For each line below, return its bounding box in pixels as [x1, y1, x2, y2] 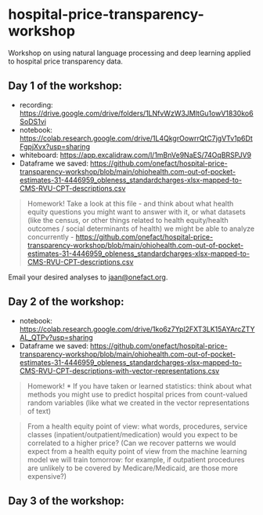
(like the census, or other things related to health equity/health [27, 215, 229, 225]
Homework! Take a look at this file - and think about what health [27, 199, 234, 208]
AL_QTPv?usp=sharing [19, 332, 94, 342]
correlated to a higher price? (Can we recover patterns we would [27, 438, 236, 447]
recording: [19, 100, 53, 109]
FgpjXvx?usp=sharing [19, 141, 90, 151]
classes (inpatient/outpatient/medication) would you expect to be [27, 429, 238, 439]
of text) [27, 406, 52, 415]
